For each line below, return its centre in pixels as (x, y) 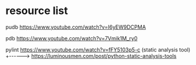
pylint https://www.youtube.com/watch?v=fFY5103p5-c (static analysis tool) (98, 49)
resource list (37, 11)
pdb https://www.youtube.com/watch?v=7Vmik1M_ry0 (72, 38)
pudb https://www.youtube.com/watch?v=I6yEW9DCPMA (76, 27)
